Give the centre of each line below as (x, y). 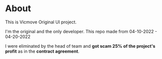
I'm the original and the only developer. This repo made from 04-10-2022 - (81, 31)
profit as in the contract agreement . (42, 51)
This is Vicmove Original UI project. (41, 22)
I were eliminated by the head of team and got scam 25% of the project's (80, 46)
